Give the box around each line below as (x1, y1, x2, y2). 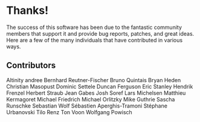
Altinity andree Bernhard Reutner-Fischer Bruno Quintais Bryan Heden (6, 76, 181, 83)
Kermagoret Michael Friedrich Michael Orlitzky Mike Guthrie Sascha (6, 95, 175, 103)
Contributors (6, 60, 56, 71)
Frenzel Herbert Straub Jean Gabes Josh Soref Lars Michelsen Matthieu (6, 89, 186, 97)
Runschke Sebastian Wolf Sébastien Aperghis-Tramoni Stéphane (6, 102, 168, 109)
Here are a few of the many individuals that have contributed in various (6, 36, 183, 43)
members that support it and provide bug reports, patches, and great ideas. (6, 30, 195, 37)
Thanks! (6, 4, 49, 18)
